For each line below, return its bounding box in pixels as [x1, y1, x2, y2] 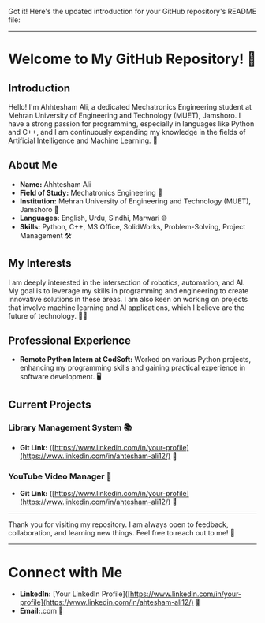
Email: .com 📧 [19, 606, 64, 616]
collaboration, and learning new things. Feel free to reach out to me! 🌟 [8, 528, 235, 538]
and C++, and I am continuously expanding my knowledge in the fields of [8, 128, 246, 136]
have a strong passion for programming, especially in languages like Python [8, 119, 255, 129]
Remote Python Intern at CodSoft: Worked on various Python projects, [19, 355, 252, 364]
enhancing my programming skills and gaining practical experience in [19, 363, 246, 373]
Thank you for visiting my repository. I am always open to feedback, [8, 520, 229, 529]
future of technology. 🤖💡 [8, 311, 88, 320]
